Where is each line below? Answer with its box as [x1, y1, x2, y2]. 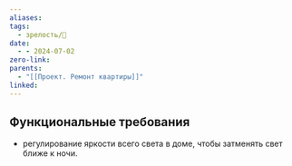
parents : [9, 64, 43, 73]
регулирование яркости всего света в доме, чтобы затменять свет [22, 138, 283, 150]
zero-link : [9, 55, 51, 64]
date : [9, 38, 30, 48]
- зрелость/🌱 [17, 30, 67, 39]
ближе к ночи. [22, 148, 78, 159]
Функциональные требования [9, 114, 190, 130]
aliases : [9, 13, 43, 23]
